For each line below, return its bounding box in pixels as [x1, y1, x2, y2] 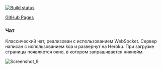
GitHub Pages [5, 14, 34, 20]
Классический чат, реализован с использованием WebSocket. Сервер [5, 38, 157, 44]
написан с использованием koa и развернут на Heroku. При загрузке [5, 43, 154, 49]
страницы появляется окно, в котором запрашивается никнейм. [5, 49, 144, 55]
